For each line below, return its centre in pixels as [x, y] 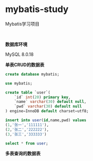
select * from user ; [27, 143]
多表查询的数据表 [23, 153]
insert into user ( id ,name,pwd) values [46, 120]
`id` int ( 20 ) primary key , [42, 97]
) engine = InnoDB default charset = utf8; [47, 111]
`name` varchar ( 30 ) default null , [50, 102]
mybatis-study [37, 9]
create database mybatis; [32, 74]
